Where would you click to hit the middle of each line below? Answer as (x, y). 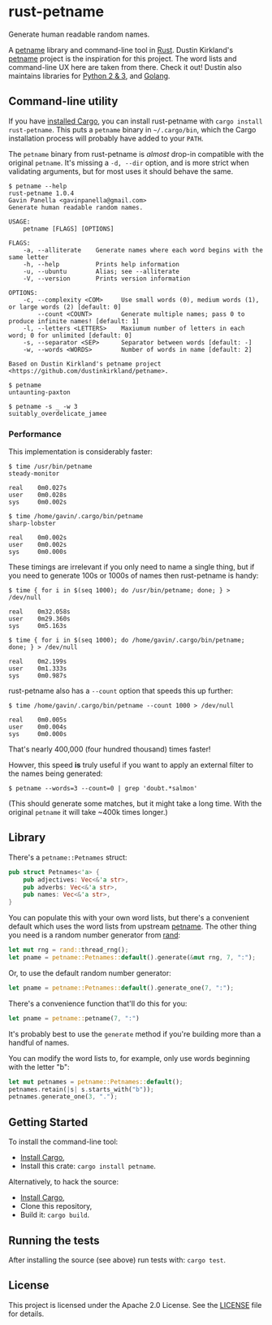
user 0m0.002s (38, 545)
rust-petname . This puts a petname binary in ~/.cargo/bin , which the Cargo (132, 129)
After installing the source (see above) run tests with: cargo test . (117, 1260)
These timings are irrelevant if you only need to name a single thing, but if (132, 567)
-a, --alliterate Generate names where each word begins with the (143, 250)
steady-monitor (34, 474)
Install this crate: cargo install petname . (88, 1166)
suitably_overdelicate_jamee (58, 414)
